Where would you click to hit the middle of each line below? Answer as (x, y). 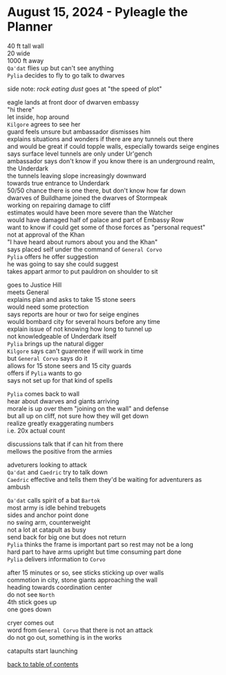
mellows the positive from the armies (60, 451)
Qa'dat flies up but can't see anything (60, 68)
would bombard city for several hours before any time (84, 321)
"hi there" (21, 109)
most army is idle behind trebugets (57, 507)
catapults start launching (43, 651)
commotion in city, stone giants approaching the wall (82, 579)
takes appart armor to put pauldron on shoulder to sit (83, 271)
